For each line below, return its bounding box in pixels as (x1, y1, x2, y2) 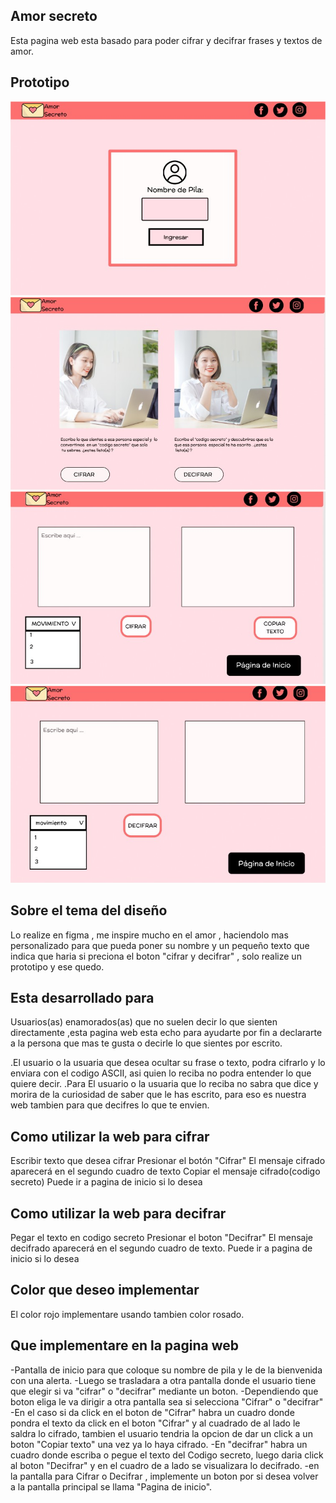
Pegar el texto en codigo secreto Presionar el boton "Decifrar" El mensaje (10, 1232, 313, 1244)
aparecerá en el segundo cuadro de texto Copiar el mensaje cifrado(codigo (10, 1165, 321, 1178)
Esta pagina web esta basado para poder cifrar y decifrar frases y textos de (10, 34, 323, 46)
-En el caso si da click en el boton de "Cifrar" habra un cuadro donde (10, 1406, 295, 1418)
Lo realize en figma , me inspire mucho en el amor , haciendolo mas (10, 929, 289, 941)
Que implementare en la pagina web (10, 1337, 239, 1354)
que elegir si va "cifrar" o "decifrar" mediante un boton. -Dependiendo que (10, 1385, 319, 1397)
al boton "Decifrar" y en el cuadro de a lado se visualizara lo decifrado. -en (10, 1459, 320, 1471)
